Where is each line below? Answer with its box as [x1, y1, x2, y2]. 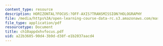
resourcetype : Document [5, 25, 53, 30]
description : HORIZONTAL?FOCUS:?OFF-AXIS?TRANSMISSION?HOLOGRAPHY [5, 11, 142, 16]
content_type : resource [5, 7, 53, 12]
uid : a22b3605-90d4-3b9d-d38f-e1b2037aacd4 [5, 34, 95, 39]
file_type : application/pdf [5, 20, 62, 25]
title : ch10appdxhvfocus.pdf [5, 29, 64, 34]
